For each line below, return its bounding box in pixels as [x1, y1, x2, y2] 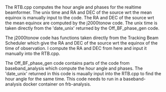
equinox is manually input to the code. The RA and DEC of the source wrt [5, 15, 155, 20]
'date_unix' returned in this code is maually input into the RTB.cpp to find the [5, 71, 162, 76]
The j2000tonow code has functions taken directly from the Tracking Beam [5, 35, 159, 41]
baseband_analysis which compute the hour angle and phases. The [5, 65, 143, 71]
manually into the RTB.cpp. [5, 50, 60, 56]
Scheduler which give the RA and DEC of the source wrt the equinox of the [5, 40, 158, 46]
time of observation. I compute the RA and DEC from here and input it [5, 46, 147, 51]
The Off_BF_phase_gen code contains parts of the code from [5, 60, 130, 66]
